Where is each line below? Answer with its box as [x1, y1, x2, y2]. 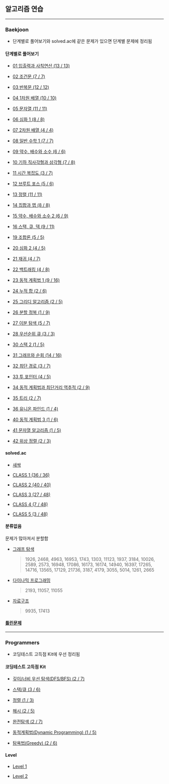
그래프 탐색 [12, 546, 35, 552]
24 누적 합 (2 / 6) [12, 288, 47, 294]
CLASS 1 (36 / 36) [12, 472, 50, 478]
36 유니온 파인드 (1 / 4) [12, 406, 59, 412]
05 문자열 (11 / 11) [12, 105, 48, 112]
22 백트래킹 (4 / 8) [12, 266, 50, 272]
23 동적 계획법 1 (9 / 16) [12, 277, 60, 284]
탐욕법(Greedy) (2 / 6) [12, 740, 58, 746]
